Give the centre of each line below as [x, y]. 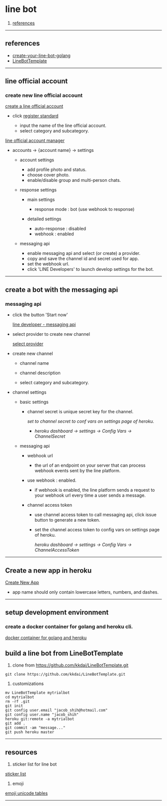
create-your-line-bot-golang [41, 55]
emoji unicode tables [27, 794]
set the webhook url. [48, 264]
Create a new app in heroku [48, 570]
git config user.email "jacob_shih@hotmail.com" [56, 711]
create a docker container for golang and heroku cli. [69, 627]
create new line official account [44, 95]
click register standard [35, 116]
